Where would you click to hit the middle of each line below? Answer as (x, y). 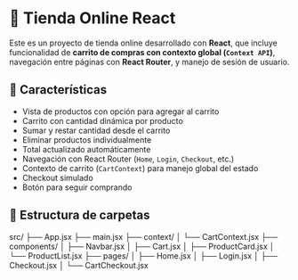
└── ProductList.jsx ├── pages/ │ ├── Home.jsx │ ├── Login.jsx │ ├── (144, 255)
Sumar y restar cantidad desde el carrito (96, 130)
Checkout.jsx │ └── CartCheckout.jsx (79, 265)
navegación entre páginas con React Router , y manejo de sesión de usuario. (149, 62)
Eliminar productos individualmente (87, 140)
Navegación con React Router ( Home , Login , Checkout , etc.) (128, 159)
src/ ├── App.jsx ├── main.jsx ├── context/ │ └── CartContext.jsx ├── (144, 236)
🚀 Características (58, 90)
